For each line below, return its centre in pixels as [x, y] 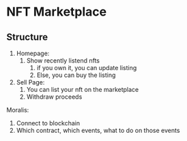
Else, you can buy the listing [76, 75]
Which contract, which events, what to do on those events [98, 130]
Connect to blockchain [48, 123]
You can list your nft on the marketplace [83, 90]
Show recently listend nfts [63, 61]
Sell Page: [30, 82]
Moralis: [18, 110]
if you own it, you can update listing [87, 68]
